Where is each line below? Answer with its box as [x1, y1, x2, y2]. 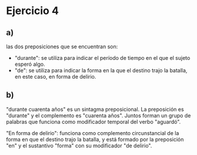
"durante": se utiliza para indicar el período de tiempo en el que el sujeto [14, 55, 191, 61]
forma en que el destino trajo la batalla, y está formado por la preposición [6, 136, 184, 143]
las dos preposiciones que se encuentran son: [6, 43, 118, 50]
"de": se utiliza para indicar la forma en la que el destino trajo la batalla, [14, 67, 188, 74]
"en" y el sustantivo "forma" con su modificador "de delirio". [6, 142, 152, 149]
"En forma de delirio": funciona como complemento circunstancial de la [6, 129, 179, 136]
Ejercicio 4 [6, 4, 59, 18]
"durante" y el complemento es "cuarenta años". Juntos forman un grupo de [6, 112, 191, 119]
